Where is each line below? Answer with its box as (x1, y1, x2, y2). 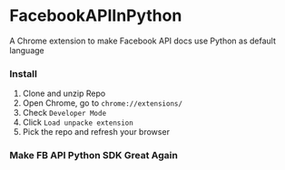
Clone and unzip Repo (22, 88, 106, 99)
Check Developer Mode (22, 108, 107, 118)
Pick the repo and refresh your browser (22, 127, 171, 137)
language (9, 44, 44, 55)
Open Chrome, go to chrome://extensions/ (22, 98, 183, 109)
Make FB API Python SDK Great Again (9, 149, 179, 162)
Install (9, 67, 38, 80)
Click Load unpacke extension (22, 117, 133, 127)
